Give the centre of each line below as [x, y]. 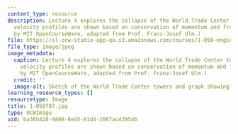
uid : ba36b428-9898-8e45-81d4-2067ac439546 [73, 119]
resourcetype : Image [38, 100]
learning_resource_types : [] [50, 93]
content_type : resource [42, 14]
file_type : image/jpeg [41, 47]
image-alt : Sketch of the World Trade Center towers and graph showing [122, 86]
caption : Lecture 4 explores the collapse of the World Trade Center [118, 60]
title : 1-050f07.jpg [38, 106]
